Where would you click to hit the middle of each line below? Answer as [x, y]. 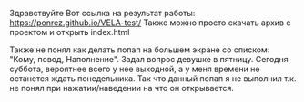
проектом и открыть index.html [70, 32]
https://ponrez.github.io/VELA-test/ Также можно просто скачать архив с [150, 23]
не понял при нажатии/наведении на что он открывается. [122, 88]
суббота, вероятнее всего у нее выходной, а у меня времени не [135, 69]
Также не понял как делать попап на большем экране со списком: [140, 50]
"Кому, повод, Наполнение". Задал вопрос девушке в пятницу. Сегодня [149, 59]
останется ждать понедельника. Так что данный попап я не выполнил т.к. [153, 79]
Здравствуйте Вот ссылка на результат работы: [102, 13]
